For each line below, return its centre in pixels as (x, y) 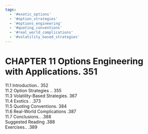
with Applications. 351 (51, 72)
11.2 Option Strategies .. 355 (33, 90)
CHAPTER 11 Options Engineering (74, 61)
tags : (11, 10)
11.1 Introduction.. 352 (27, 85)
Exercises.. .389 (21, 127)
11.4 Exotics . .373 (23, 101)
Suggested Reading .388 (30, 122)
